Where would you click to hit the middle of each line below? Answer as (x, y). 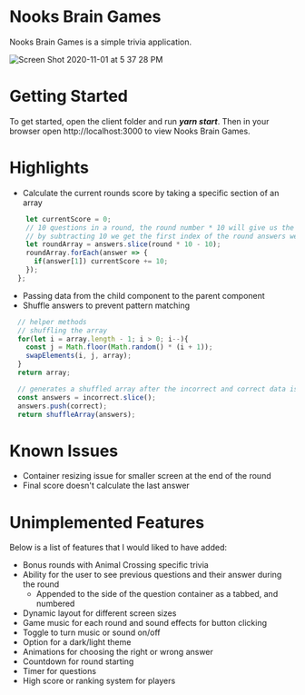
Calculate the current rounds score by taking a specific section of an (151, 193)
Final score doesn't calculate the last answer (106, 486)
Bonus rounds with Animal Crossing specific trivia (115, 565)
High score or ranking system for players (99, 681)
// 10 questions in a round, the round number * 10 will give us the (160, 228)
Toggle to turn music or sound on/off (91, 632)
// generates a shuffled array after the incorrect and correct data (152, 389)
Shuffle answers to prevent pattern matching (106, 305)
